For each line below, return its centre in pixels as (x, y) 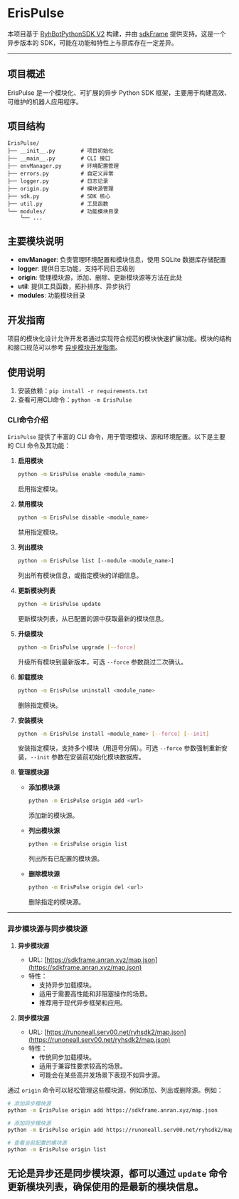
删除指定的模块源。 (57, 902)
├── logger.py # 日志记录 (58, 181)
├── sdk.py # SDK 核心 (59, 196)
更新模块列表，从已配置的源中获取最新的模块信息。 (92, 618)
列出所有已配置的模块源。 (66, 859)
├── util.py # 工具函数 (58, 204)
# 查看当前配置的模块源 (37, 1143)
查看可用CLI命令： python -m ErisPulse (75, 400)
